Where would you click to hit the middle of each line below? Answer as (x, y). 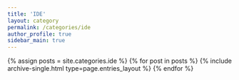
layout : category (33, 21)
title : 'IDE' (27, 14)
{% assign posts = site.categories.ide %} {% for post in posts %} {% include (119, 61)
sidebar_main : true (36, 41)
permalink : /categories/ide (49, 27)
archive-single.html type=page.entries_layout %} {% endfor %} (101, 69)
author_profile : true (40, 34)
